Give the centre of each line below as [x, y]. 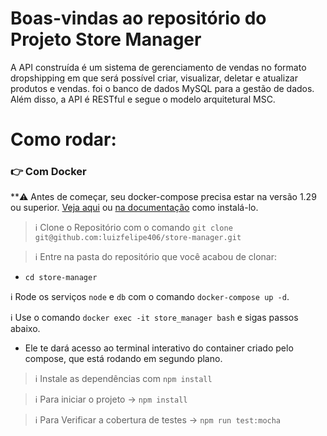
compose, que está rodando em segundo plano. [123, 359]
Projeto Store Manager [106, 39]
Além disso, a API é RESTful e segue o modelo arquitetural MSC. [143, 99]
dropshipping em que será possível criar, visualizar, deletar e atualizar [154, 78]
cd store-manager [61, 278]
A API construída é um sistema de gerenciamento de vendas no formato [158, 67]
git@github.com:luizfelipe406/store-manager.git [138, 238]
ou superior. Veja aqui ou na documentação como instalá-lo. [134, 208]
